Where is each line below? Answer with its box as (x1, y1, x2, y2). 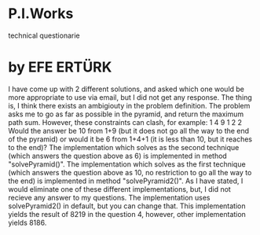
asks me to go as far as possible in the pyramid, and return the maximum (8, 109, 244, 119)
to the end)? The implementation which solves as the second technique (8, 142, 240, 152)
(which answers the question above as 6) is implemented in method (8, 151, 228, 160)
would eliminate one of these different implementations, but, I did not (8, 184, 232, 193)
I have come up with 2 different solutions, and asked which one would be (8, 84, 245, 94)
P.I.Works (8, 5, 74, 23)
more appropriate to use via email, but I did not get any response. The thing (8, 92, 253, 102)
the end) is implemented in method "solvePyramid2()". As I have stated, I (8, 176, 244, 185)
